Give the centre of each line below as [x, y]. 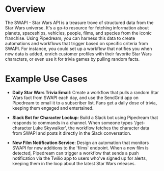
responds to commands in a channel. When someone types [72, 122]
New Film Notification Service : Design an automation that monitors [81, 143]
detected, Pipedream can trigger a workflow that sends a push [75, 153]
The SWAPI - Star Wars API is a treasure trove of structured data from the [79, 23]
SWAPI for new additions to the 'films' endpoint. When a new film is [80, 147]
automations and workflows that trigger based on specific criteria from [77, 43]
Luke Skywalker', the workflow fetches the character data [91, 128]
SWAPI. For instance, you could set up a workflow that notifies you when [79, 49]
